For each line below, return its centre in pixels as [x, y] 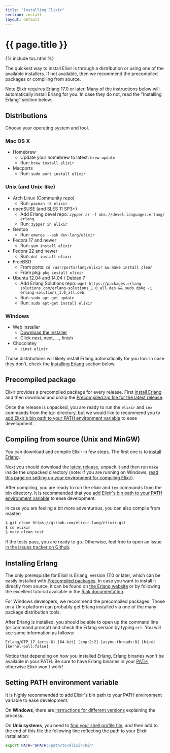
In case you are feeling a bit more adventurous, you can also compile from [83, 508]
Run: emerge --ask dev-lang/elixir [57, 234]
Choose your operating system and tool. [47, 128]
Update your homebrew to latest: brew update [68, 157]
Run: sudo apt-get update [47, 297]
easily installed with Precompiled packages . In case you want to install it [81, 581]
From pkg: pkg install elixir [52, 272]
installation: [17, 736]
